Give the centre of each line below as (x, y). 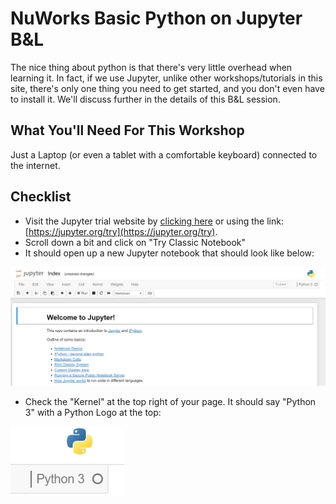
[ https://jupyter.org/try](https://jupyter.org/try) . (121, 231)
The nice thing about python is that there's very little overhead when (151, 67)
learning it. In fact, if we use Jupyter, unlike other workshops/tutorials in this (166, 78)
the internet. (35, 165)
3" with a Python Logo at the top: (93, 413)
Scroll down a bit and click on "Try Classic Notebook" (135, 242)
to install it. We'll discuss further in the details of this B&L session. (145, 99)
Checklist (41, 197)
